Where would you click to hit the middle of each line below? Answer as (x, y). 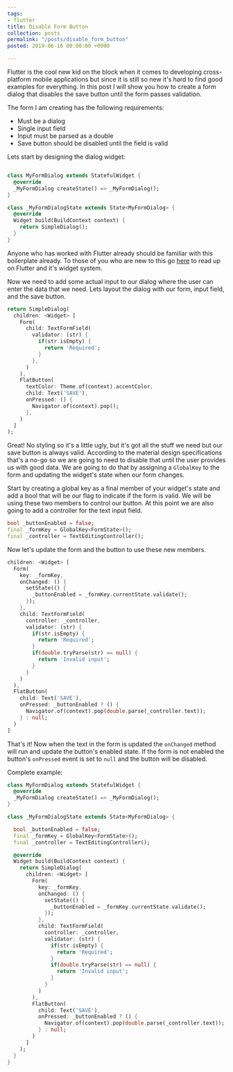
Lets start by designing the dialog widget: (67, 157)
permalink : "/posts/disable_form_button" (68, 40)
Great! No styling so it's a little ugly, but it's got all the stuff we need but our (115, 446)
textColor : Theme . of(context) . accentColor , (89, 387)
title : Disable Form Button (48, 26)
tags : (15, 14)
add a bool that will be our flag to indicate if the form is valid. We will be (109, 496)
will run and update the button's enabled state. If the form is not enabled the (116, 751)
